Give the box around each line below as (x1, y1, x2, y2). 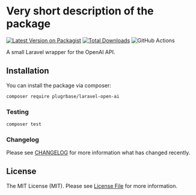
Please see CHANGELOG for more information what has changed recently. (6, 149, 191, 157)
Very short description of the (6, 4, 155, 18)
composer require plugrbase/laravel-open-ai (6, 93, 120, 100)
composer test (6, 121, 42, 127)
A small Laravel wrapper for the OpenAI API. (6, 48, 115, 55)
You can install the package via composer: (6, 82, 111, 89)
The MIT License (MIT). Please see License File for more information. (6, 182, 177, 190)
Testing (6, 107, 29, 116)
